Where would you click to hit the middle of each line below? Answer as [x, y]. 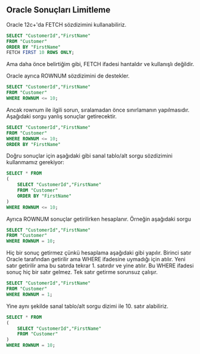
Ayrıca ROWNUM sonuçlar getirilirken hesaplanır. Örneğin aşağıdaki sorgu [99, 219]
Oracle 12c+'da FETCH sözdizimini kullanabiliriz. [66, 24]
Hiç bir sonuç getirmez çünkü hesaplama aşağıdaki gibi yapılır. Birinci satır [99, 253]
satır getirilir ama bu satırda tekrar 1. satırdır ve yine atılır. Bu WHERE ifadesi [100, 265]
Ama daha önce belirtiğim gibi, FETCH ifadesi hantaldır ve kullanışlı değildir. [100, 64]
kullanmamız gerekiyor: [35, 162]
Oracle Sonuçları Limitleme [58, 10]
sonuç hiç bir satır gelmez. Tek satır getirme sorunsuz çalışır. [82, 272]
